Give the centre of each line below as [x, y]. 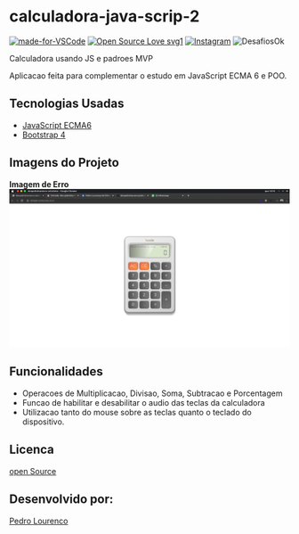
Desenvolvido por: [61, 500]
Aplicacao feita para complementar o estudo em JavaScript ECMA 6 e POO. [148, 75]
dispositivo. [43, 422]
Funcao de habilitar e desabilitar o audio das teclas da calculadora [143, 402]
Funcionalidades [57, 372]
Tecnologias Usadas [67, 104]
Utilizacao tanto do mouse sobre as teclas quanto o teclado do [137, 412]
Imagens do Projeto [65, 163]
